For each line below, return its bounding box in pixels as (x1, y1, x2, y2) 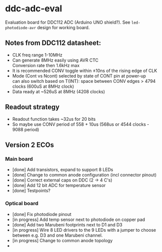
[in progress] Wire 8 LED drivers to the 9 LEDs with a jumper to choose (12, 227, 156, 233)
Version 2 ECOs (5, 141, 54, 149)
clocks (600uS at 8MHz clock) (12, 83, 74, 89)
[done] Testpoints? (12, 188, 51, 194)
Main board (5, 155, 33, 162)
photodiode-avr (5, 25, 36, 30)
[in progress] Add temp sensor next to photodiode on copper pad (12, 216, 145, 222)
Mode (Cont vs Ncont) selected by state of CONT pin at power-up (12, 72, 146, 79)
